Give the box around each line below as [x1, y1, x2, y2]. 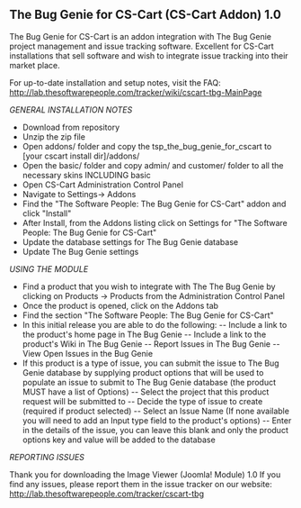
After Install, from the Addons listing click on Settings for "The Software [22, 217, 288, 228]
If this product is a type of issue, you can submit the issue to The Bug [22, 358, 280, 368]
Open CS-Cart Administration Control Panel [22, 179, 184, 190]
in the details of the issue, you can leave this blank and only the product [22, 424, 289, 435]
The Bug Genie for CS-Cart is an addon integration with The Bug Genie [9, 31, 272, 41]
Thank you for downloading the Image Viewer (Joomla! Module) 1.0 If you [9, 468, 281, 480]
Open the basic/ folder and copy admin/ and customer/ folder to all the [22, 159, 284, 170]
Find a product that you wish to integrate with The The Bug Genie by [22, 281, 276, 292]
